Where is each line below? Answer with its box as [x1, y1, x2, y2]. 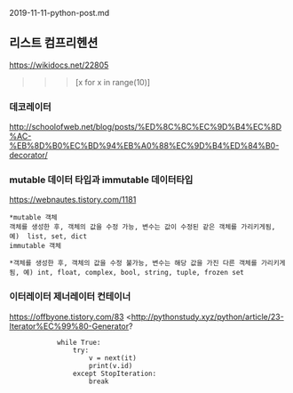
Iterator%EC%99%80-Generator [9, 320, 130, 332]
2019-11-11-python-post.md [9, 8, 109, 18]
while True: [56, 338, 101, 347]
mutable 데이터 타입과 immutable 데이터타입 [9, 173, 194, 186]
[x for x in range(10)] [75, 76, 151, 87]
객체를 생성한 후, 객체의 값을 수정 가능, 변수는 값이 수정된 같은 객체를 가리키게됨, [9, 222, 276, 232]
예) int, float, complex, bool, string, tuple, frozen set [23, 269, 244, 277]
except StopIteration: [72, 369, 157, 378]
